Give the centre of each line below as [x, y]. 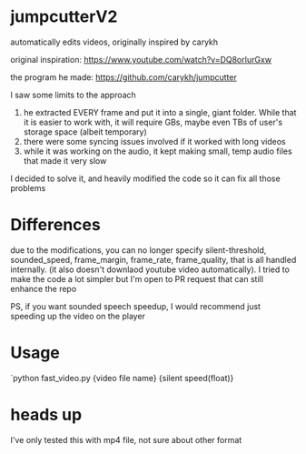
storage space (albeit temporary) [85, 131]
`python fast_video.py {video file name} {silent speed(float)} [122, 378]
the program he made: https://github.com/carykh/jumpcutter [123, 77]
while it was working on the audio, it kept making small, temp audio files [158, 151]
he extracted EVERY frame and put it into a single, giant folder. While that [160, 112]
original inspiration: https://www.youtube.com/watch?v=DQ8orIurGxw [141, 59]
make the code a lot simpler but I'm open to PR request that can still [137, 278]
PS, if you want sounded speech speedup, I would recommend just [136, 306]
